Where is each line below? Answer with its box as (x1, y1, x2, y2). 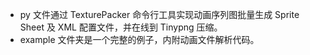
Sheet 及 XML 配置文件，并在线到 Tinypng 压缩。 (19, 21, 223, 33)
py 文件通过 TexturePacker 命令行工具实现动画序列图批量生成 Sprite (19, 9, 300, 20)
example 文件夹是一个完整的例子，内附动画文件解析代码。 (19, 34, 260, 45)
